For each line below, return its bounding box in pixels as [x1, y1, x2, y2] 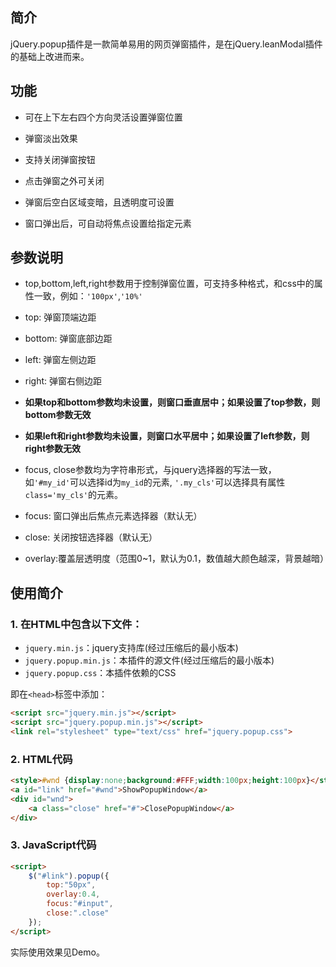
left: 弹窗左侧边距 [24, 354, 97, 366]
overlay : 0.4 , [46, 889, 101, 900]
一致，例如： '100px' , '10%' [33, 290, 143, 302]
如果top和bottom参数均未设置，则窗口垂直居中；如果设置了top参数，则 [24, 396, 321, 408]
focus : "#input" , [46, 899, 114, 909]
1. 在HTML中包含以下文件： [10, 617, 143, 631]
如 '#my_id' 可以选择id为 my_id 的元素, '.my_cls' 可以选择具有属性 [24, 476, 286, 488]
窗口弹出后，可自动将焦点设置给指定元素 [24, 217, 192, 229]
